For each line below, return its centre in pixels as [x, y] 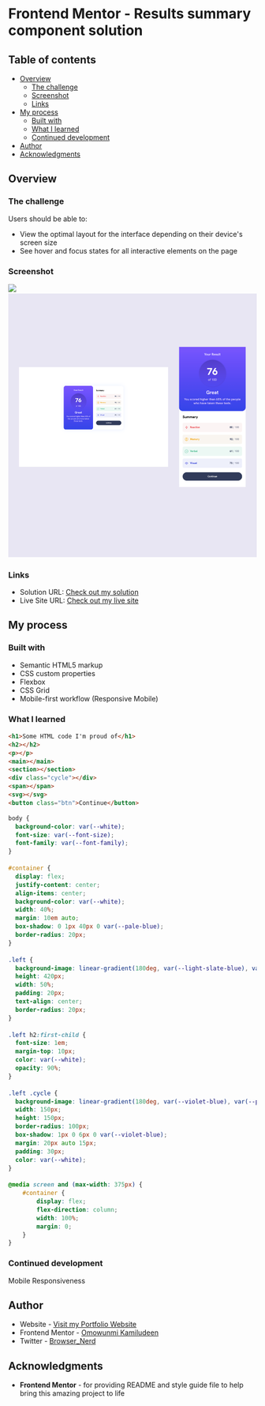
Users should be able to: [48, 219]
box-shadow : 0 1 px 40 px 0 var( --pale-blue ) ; [90, 927]
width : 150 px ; [38, 1110]
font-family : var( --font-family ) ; [72, 843]
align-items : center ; [51, 893]
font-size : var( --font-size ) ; [65, 835]
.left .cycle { [33, 1093]
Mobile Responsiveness [47, 1280]
